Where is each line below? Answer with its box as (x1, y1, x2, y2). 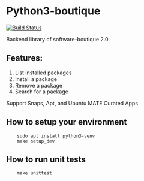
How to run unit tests (6, 154, 86, 164)
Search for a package (14, 88, 69, 95)
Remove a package (14, 82, 63, 89)
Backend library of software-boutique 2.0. (6, 35, 110, 43)
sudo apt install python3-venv (17, 133, 95, 139)
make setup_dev (17, 138, 55, 144)
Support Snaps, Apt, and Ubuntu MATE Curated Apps (6, 99, 139, 107)
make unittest (17, 170, 52, 176)
